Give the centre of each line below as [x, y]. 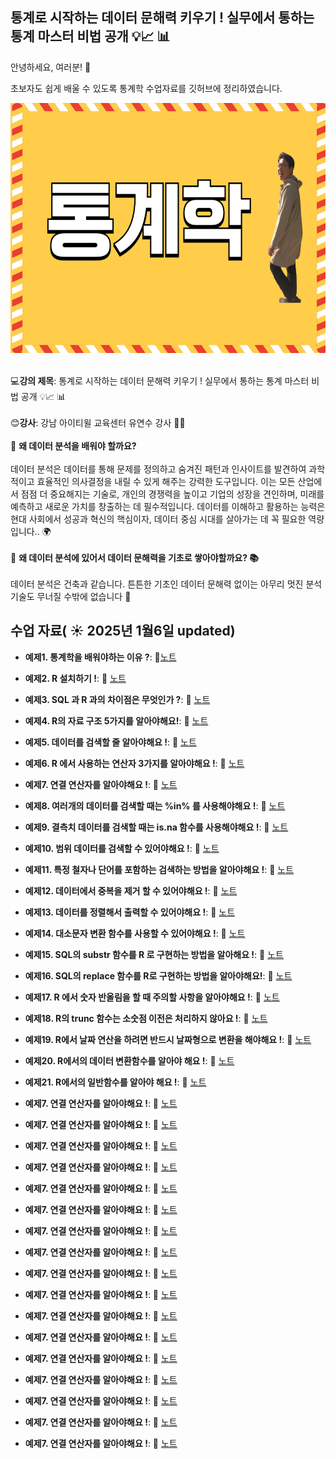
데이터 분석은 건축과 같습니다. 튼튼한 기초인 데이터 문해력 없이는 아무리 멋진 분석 [166, 584]
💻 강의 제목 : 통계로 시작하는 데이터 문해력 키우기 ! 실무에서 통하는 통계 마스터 [160, 380]
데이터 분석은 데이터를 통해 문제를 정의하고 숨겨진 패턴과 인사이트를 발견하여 [158, 469]
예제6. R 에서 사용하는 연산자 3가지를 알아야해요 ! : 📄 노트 [134, 763]
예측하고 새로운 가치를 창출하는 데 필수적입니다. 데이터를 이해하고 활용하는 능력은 [168, 506]
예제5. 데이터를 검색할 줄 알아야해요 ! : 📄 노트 [110, 742]
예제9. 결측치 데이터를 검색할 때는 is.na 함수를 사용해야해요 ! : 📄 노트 [156, 827]
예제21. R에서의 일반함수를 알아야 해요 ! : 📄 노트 [115, 1082]
